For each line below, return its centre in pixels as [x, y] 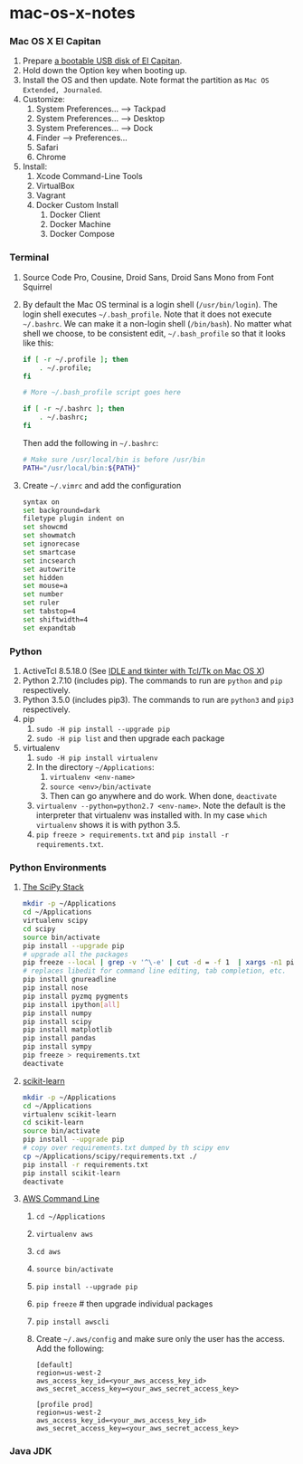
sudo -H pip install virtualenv [97, 758]
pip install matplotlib [67, 1030]
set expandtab [49, 628]
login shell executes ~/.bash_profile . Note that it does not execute [147, 314]
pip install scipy [57, 1022]
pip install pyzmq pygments [75, 996]
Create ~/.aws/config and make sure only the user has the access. [160, 1339]
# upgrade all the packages [75, 954]
